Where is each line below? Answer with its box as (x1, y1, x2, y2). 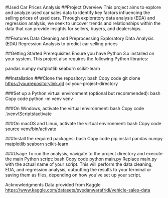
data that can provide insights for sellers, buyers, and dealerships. (5, 26, 142, 32)
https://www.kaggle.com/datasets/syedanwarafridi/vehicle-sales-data (5, 187, 150, 193)
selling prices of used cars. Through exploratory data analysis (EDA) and (5, 15, 155, 21)
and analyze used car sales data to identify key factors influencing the (5, 10, 150, 16)
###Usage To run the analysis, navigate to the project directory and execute (5, 151, 163, 156)
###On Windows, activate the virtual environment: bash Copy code (5, 106, 144, 111)
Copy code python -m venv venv (5, 95, 73, 102)
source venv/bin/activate (5, 126, 57, 132)
